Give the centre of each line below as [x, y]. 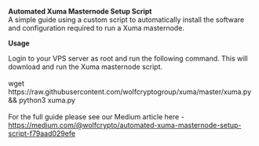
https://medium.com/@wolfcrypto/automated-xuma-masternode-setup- [125, 125]
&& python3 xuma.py [42, 100]
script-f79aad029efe [42, 133]
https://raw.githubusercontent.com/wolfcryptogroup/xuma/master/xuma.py [130, 92]
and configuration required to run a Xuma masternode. [96, 28]
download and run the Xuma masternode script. [86, 67]
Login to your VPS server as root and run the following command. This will [128, 58]
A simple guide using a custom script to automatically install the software [126, 20]
